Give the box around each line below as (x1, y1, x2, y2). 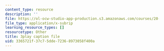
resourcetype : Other (5, 30, 47, 34)
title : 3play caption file (5, 34, 60, 39)
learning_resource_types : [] (5, 25, 64, 30)
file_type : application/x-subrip (5, 20, 73, 26)
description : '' (5, 12, 38, 17)
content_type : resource (5, 7, 54, 12)
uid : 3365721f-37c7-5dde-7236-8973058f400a (5, 39, 95, 44)
